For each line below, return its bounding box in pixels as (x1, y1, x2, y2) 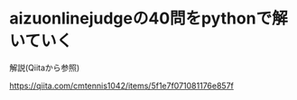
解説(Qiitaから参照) (9, 62, 80, 73)
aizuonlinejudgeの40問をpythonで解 (9, 8, 288, 29)
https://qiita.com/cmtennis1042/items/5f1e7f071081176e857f (9, 80, 235, 91)
